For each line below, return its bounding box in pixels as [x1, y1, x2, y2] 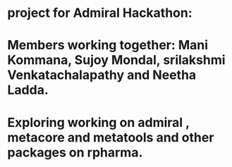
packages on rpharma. [7, 144, 143, 160]
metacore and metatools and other [7, 129, 214, 145]
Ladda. [7, 82, 49, 98]
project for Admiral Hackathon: [7, 5, 193, 21]
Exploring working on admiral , [7, 114, 190, 130]
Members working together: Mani [7, 37, 209, 54]
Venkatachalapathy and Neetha [7, 67, 197, 83]
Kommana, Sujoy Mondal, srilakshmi [7, 52, 226, 68]
